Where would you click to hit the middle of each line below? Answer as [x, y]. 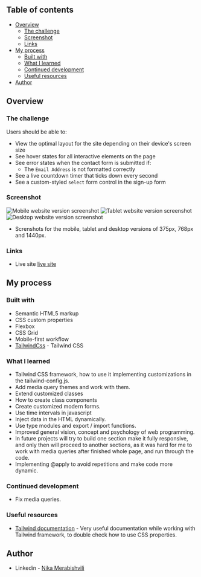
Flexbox [25, 326]
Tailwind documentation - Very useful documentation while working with [105, 528]
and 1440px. [30, 235]
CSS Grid [26, 332]
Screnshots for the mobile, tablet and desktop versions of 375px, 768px [104, 228]
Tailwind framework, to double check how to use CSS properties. [96, 535]
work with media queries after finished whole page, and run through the [104, 451]
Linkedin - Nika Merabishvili [49, 568]
